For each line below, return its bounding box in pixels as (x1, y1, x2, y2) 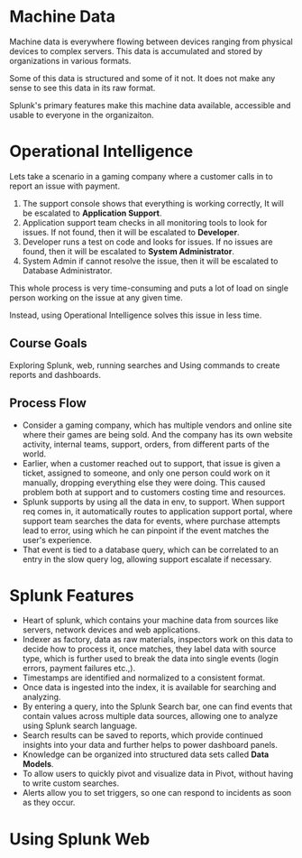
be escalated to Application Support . (22, 208, 162, 218)
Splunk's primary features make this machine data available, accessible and (9, 99, 291, 110)
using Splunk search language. (22, 720, 138, 732)
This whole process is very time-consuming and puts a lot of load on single (9, 282, 288, 293)
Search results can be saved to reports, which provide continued (22, 730, 263, 741)
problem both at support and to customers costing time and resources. (22, 486, 286, 497)
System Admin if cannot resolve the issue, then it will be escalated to (22, 255, 279, 266)
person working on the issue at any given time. (9, 291, 183, 303)
